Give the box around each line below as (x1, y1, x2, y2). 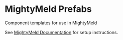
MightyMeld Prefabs (5, 3, 92, 15)
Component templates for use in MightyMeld (5, 20, 97, 26)
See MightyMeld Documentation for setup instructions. (5, 29, 118, 35)
